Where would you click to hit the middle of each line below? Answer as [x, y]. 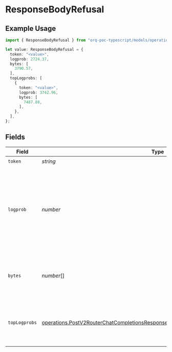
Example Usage [31, 29]
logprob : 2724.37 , [30, 59]
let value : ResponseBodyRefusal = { [44, 49]
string [49, 161]
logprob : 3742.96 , [38, 92]
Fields [15, 137]
